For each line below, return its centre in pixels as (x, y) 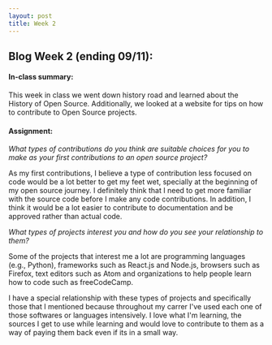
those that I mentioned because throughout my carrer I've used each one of (135, 307)
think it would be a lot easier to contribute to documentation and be (121, 208)
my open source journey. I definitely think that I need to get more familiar (130, 191)
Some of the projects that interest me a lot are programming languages (127, 257)
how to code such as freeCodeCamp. (71, 282)
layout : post (30, 16)
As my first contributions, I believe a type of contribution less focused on (130, 173)
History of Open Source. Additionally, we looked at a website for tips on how (136, 104)
